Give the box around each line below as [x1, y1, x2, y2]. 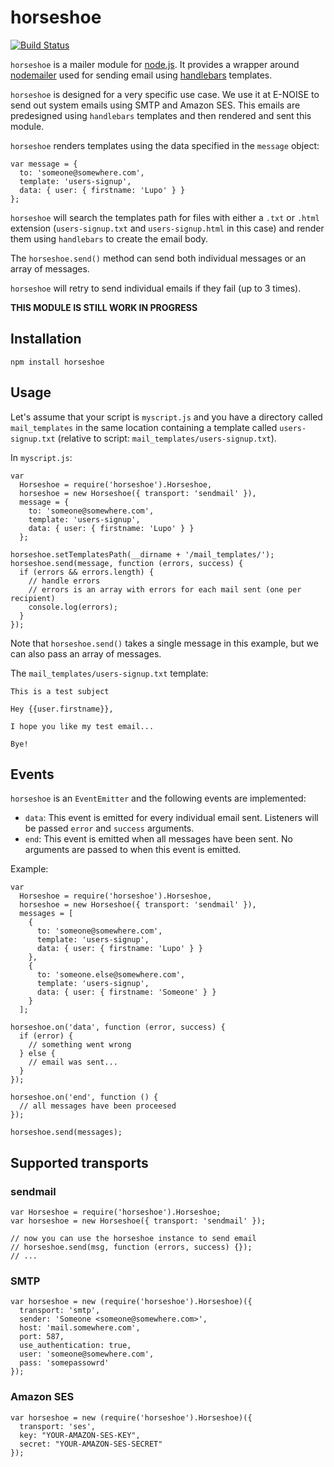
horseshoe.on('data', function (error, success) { [10, 1022, 226, 1033]
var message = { [10, 159, 78, 169]
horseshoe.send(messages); [10, 1127, 123, 1138]
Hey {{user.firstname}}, [10, 704, 114, 714]
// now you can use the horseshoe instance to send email [10, 1234, 257, 1244]
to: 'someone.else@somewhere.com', [36, 970, 186, 980]
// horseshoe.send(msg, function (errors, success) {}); [10, 1242, 253, 1253]
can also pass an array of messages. [10, 647, 162, 660]
